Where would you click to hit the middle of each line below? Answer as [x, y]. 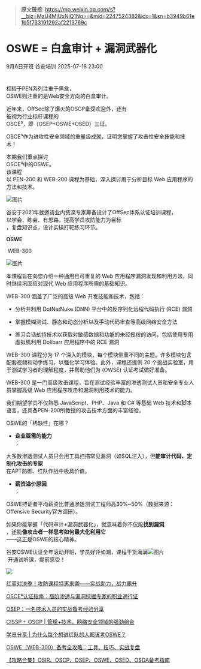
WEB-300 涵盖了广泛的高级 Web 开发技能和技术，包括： [76, 296]
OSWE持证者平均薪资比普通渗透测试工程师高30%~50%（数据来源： [90, 504]
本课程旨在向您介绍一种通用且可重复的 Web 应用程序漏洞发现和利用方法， [97, 276]
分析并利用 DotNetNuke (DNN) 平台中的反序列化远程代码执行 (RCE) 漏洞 [103, 309]
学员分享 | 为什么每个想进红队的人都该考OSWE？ [66, 635]
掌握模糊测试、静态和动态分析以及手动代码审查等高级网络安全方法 [96, 322]
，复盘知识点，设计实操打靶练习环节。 [53, 227]
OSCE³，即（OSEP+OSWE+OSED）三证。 [58, 124]
